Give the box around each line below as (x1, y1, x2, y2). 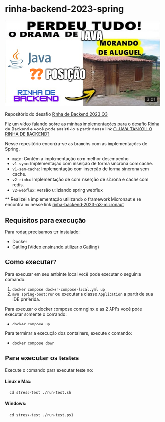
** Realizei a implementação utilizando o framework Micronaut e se (5, 196, 141, 202)
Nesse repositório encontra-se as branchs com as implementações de (5, 141, 148, 147)
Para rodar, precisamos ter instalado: (5, 229, 80, 235)
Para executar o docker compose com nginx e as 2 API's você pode (5, 306, 142, 312)
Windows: (5, 400, 27, 407)
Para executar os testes (5, 354, 79, 362)
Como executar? (5, 258, 57, 266)
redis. (12, 182, 24, 188)
